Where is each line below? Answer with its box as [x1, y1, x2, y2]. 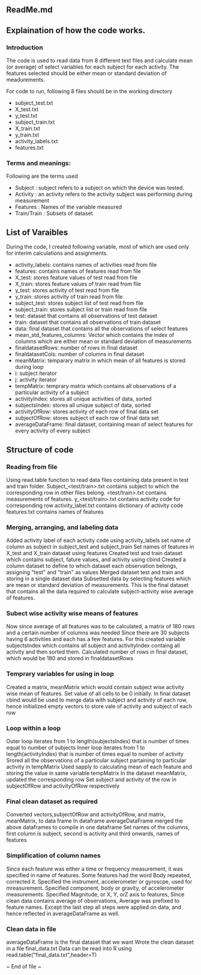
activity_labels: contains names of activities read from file [14, 261, 157, 269]
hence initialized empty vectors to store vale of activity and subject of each [6, 702, 192, 709]
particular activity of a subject [14, 389, 89, 396]
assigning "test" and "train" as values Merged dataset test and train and [6, 569, 184, 576]
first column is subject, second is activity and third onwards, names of [6, 830, 180, 837]
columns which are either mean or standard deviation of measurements [14, 338, 192, 345]
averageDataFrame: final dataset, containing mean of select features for [14, 421, 193, 428]
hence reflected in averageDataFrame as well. [6, 910, 120, 917]
